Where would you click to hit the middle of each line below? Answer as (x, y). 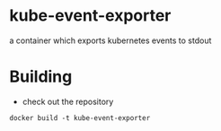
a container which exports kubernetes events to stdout (110, 40)
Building (41, 77)
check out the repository (68, 101)
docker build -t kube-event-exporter (80, 118)
